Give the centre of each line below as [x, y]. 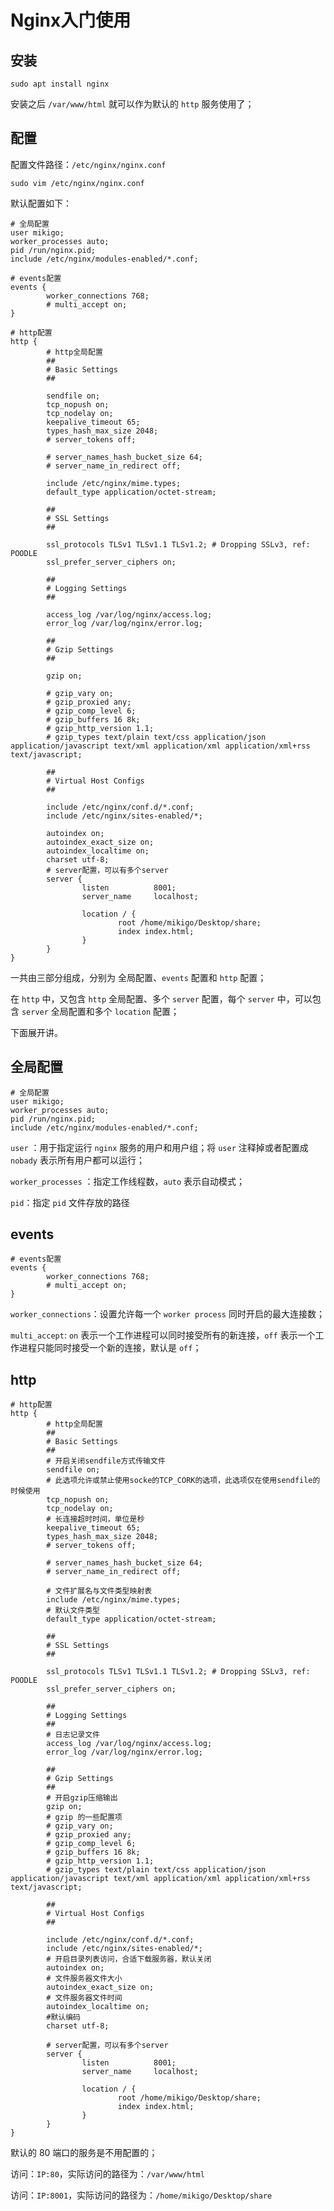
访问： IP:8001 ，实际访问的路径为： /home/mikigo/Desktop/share [141, 2195]
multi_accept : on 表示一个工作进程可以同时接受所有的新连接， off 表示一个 [163, 1335]
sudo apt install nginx [60, 84]
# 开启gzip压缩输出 [82, 1798]
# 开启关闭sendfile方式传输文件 [106, 1461]
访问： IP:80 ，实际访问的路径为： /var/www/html [107, 2174]
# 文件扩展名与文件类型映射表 [99, 1591]
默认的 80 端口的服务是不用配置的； [84, 2153]
